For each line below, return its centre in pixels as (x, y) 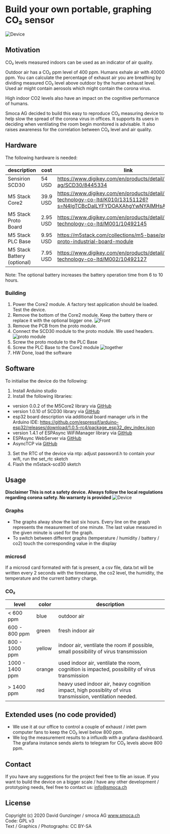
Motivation (23, 50)
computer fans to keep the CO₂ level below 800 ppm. (68, 732)
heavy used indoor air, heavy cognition (104, 684)
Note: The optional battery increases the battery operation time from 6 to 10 (84, 275)
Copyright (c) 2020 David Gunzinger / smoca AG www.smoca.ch (73, 815)
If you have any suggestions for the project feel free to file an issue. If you (82, 776)
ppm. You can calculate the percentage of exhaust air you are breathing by (83, 78)
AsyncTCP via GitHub (35, 443)
